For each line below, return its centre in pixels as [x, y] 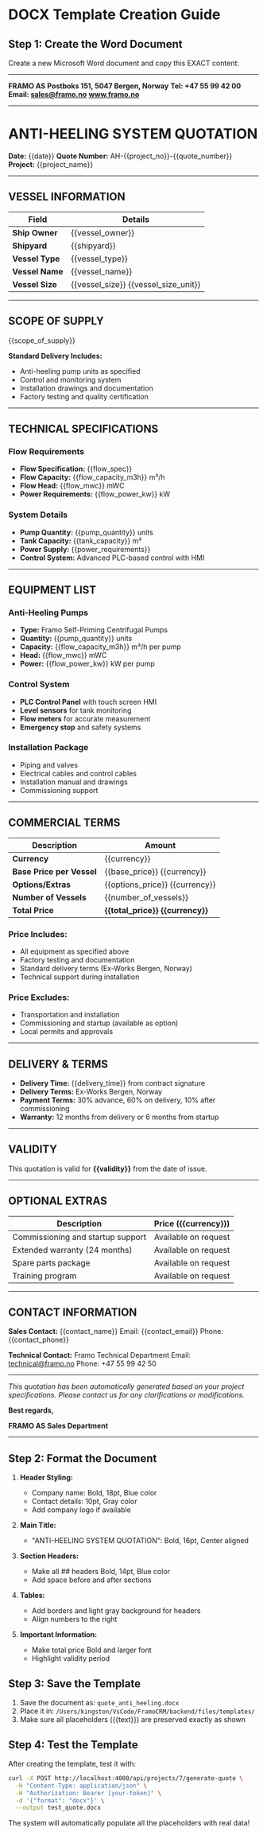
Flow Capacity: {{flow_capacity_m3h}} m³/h [92, 477]
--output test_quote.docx [58, 1808]
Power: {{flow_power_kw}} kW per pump [87, 664]
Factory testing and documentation [77, 959]
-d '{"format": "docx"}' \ [60, 1800]
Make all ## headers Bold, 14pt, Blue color [101, 1572]
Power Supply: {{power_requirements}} [85, 549]
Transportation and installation [70, 1015]
